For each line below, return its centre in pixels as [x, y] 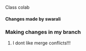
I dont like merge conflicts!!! [41, 43]
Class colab [17, 7]
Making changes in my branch [43, 32]
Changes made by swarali [33, 19]
